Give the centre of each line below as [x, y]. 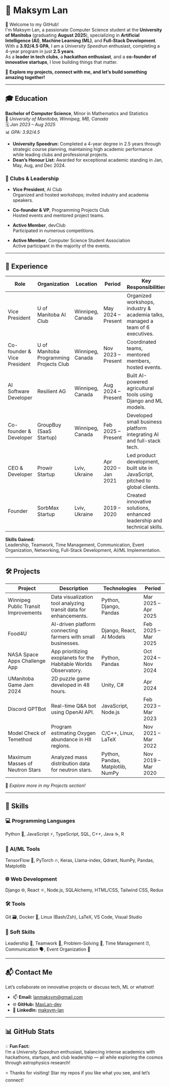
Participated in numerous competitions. [54, 231]
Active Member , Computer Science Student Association [71, 241]
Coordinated [142, 342]
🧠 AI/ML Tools [23, 849]
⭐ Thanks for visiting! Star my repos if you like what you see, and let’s [78, 1073]
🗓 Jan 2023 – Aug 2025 [30, 124]
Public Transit [24, 606]
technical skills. [145, 527]
